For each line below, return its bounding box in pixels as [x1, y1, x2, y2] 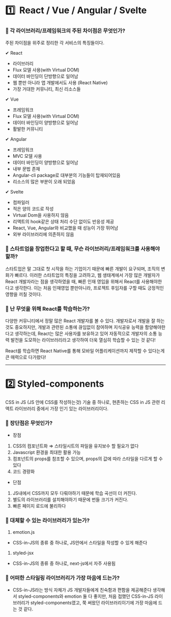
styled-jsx [12, 550, 34, 556]
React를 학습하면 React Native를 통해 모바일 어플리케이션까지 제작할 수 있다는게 [5, 348, 165, 354]
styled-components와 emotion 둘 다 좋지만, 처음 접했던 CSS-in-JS [18, 593, 154, 599]
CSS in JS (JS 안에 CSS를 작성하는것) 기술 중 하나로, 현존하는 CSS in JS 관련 [5, 399, 160, 406]
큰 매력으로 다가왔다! [5, 354, 46, 361]
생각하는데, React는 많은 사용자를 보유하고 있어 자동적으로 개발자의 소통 [14, 330, 157, 337]
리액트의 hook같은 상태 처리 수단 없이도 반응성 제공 [12, 219, 115, 225]
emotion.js [12, 529, 35, 535]
